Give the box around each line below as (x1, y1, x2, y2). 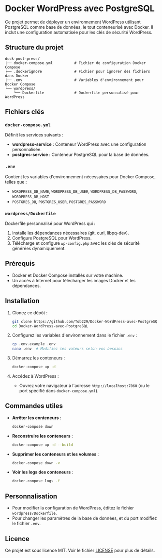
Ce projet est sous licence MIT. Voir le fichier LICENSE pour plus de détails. (5, 547, 155, 553)
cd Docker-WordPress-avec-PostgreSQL (12, 323, 88, 328)
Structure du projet (5, 43, 64, 51)
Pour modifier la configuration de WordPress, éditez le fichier (12, 505, 134, 511)
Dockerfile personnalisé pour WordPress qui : (5, 220, 96, 226)
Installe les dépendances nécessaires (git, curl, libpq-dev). (12, 230, 129, 236)
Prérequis (5, 259, 35, 268)
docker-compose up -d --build (12, 442, 74, 447)
